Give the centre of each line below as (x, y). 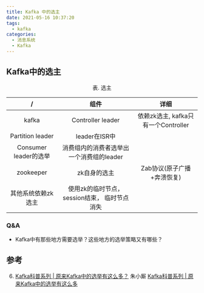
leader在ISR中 (96, 136)
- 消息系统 (24, 40)
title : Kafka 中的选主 (33, 12)
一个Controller (169, 125)
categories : (21, 35)
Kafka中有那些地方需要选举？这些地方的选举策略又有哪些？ (89, 239)
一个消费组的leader (96, 157)
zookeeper (32, 172)
